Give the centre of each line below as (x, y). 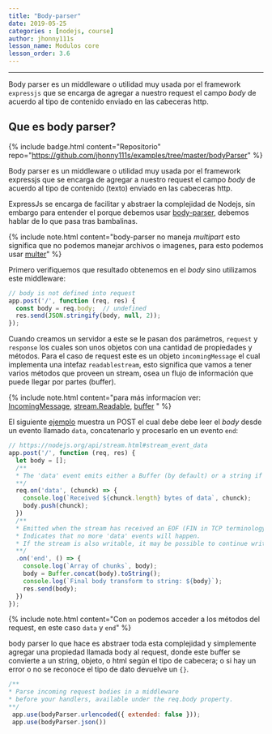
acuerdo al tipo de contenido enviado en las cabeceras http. (108, 101)
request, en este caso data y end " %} (70, 628)
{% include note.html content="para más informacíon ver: (104, 397)
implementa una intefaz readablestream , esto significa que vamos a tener (130, 365)
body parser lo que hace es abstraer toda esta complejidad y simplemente (132, 644)
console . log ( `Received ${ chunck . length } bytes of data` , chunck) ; (137, 498)
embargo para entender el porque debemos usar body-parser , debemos (129, 212)
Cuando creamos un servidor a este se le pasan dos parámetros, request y (133, 339)
